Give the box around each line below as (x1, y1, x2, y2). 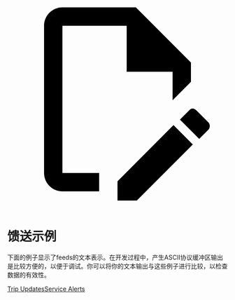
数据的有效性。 (7, 271, 50, 279)
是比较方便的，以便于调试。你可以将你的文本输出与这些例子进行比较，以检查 (7, 261, 228, 270)
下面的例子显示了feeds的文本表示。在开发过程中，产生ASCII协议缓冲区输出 (7, 253, 224, 261)
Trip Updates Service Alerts (7, 285, 85, 293)
